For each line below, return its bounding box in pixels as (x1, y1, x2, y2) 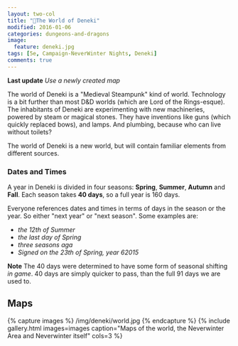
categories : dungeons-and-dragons (7, 30, 110, 38)
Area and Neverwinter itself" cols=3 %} (7, 331, 123, 340)
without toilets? (7, 127, 52, 136)
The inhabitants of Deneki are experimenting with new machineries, (7, 104, 205, 114)
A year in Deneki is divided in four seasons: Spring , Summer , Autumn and (7, 183, 226, 192)
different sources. (7, 148, 60, 157)
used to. (7, 277, 32, 286)
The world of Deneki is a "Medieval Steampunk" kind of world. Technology (7, 90, 226, 98)
